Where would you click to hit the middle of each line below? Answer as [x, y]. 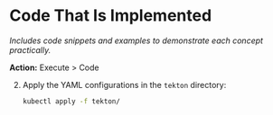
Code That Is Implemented [111, 16]
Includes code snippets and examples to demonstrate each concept [136, 40]
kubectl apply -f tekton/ [71, 101]
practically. [30, 49]
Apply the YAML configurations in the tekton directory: [124, 84]
